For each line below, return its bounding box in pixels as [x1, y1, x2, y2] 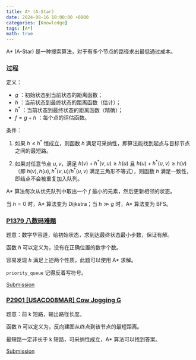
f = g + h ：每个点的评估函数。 [14, 114, 90, 121]
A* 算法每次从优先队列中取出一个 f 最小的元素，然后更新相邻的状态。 [6, 188, 176, 195]
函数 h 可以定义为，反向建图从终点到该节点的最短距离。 [6, 323, 143, 330]
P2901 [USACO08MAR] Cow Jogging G [6, 296, 122, 304]
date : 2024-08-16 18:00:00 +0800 [6, 14, 89, 20]
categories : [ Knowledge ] [6, 20, 68, 26]
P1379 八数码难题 [6, 217, 56, 225]
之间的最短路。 [14, 147, 52, 154]
